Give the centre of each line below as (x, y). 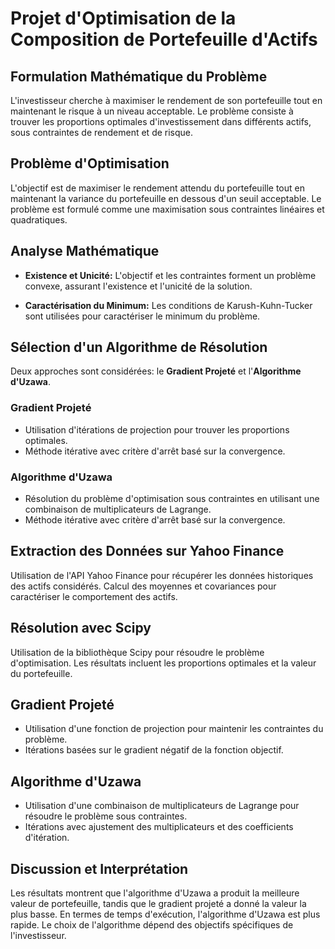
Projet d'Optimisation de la (123, 18)
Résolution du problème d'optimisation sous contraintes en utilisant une (172, 499)
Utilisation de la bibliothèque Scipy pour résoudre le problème (137, 652)
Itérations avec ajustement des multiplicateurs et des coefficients (159, 827)
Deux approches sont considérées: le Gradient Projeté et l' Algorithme (156, 371)
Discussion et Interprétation (99, 868)
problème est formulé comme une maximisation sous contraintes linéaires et (167, 209)
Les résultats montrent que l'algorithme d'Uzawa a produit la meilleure (155, 893)
